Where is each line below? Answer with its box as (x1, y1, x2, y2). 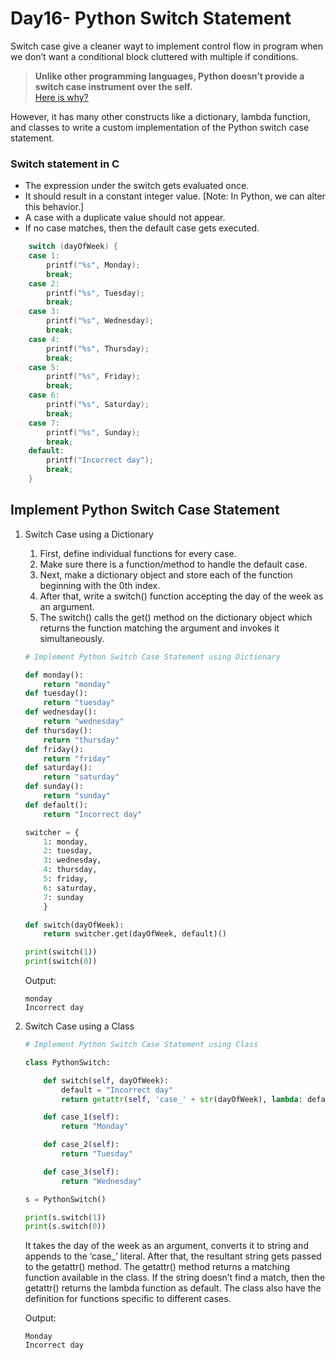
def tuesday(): (24, 688, 89, 699)
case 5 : (28, 362, 60, 372)
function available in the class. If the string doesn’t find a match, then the (24, 1272, 326, 1284)
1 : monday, (43, 837, 89, 847)
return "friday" (43, 753, 111, 764)
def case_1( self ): (43, 1112, 120, 1122)
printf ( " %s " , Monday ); (46, 260, 141, 270)
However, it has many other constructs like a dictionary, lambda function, (10, 110, 311, 122)
